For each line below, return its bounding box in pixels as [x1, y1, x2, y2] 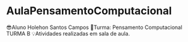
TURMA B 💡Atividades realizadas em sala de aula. [6, 30, 130, 37]
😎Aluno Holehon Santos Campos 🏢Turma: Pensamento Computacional [6, 24, 183, 31]
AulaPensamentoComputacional [6, 4, 172, 18]
